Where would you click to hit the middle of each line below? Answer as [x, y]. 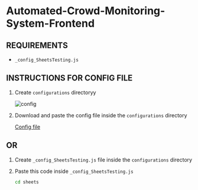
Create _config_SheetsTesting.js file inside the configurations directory [103, 160]
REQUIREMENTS [37, 45]
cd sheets [27, 182]
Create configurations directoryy [55, 92]
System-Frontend [51, 23]
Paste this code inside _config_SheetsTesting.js [74, 171]
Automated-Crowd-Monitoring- [86, 11]
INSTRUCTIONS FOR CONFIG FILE [69, 78]
